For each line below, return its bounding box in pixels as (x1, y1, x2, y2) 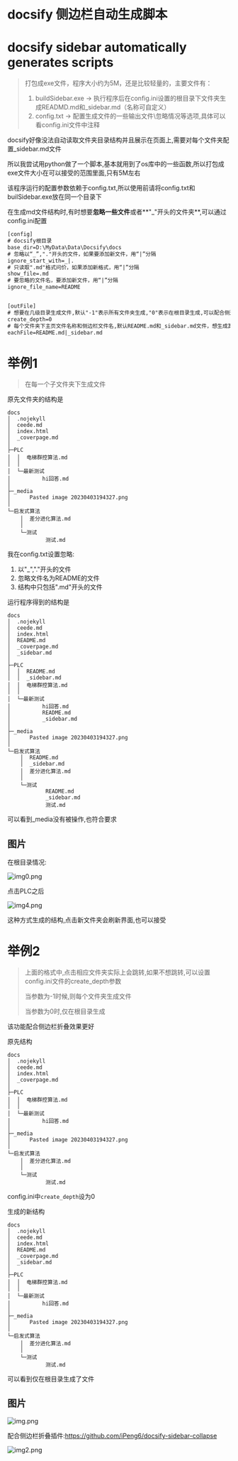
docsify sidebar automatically (7, 40, 187, 55)
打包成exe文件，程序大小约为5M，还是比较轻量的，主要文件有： (24, 79, 212, 87)
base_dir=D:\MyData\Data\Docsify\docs (7, 244, 122, 251)
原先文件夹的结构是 (7, 395, 64, 403)
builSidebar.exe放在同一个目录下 (7, 192, 103, 201)
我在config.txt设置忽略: (7, 550, 74, 558)
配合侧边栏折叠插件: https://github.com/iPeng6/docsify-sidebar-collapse (7, 1431, 217, 1440)
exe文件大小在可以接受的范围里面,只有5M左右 (7, 168, 141, 178)
